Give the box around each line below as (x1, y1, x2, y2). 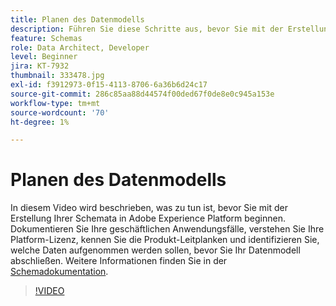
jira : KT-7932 (10, 61, 70, 71)
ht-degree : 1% (10, 117, 70, 127)
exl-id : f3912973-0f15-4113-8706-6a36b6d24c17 (10, 80, 208, 90)
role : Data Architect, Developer (10, 42, 150, 53)
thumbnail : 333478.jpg (10, 71, 105, 81)
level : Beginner (10, 52, 78, 62)
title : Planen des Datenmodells (10, 14, 145, 25)
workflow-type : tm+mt (10, 98, 101, 108)
